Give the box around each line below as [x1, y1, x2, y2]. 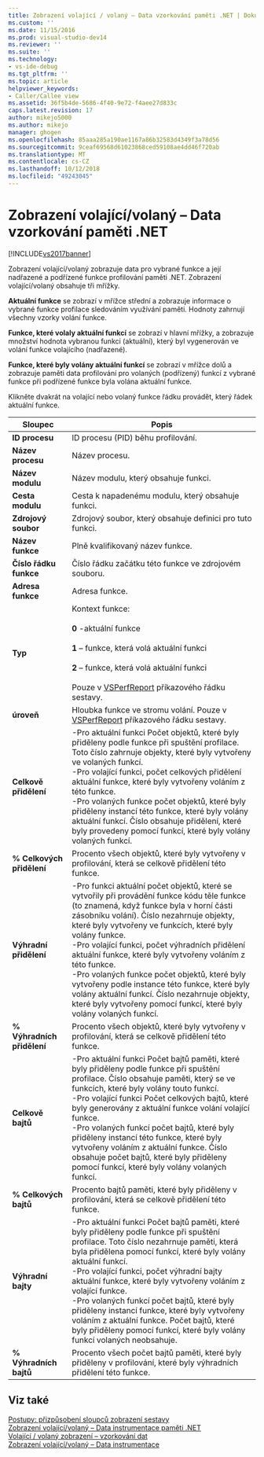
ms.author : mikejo [8, 121, 68, 129]
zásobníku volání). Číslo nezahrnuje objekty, [71, 910, 235, 921]
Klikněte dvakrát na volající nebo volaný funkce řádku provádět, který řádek [8, 392, 253, 401]
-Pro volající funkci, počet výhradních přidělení [71, 939, 246, 950]
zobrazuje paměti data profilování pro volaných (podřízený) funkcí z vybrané [8, 368, 256, 377]
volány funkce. [71, 929, 126, 940]
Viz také [8, 1393, 49, 1407]
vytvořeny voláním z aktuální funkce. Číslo [71, 1142, 228, 1153]
